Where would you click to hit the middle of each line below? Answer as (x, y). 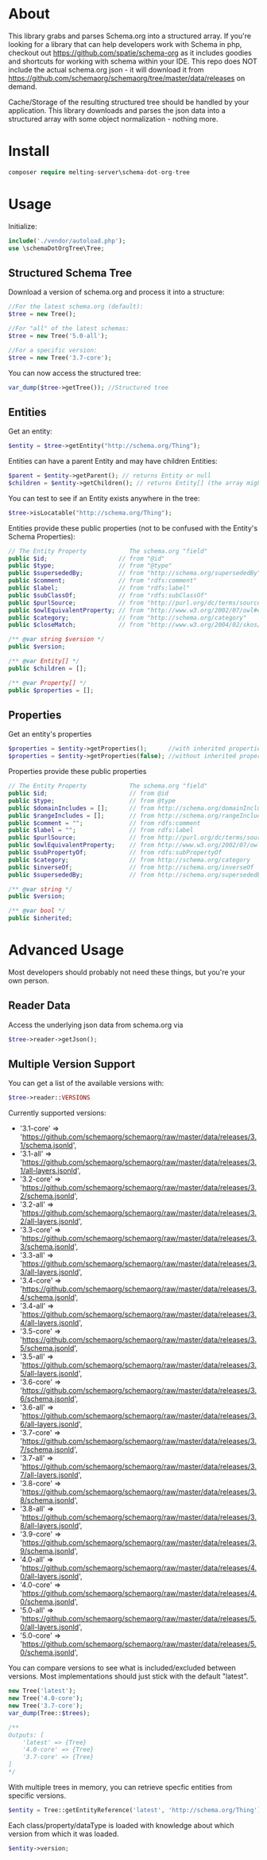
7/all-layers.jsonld (49, 1475)
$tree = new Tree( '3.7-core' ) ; (60, 358)
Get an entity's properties (50, 734)
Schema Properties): (42, 536)
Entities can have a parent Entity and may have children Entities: (113, 461)
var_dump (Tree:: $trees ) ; (49, 1713)
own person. (29, 980)
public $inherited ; (41, 918)
